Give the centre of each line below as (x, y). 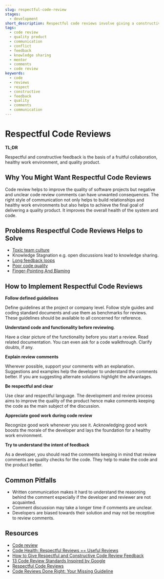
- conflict (20, 46)
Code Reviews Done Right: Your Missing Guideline (62, 571)
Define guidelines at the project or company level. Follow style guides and (79, 308)
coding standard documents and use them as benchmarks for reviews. (76, 313)
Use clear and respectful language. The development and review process (79, 396)
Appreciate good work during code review (49, 416)
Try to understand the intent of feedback (47, 445)
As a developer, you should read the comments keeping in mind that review (81, 454)
